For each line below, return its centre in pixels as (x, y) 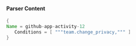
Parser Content (26, 8)
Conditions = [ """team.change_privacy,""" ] (73, 32)
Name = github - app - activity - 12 (46, 27)
